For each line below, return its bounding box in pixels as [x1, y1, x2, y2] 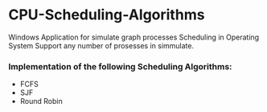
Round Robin [19, 97, 63, 106]
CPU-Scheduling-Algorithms [8, 6, 205, 24]
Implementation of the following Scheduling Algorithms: [8, 60, 232, 72]
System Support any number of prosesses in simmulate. [8, 40, 195, 50]
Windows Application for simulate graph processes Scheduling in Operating [8, 32, 260, 42]
